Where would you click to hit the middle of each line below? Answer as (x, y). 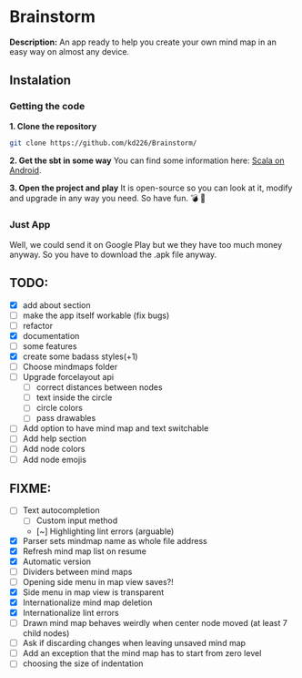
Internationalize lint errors (71, 612)
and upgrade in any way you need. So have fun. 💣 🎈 (108, 198)
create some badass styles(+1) (80, 356)
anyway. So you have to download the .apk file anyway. (113, 254)
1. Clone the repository (53, 126)
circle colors (60, 408)
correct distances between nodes (99, 387)
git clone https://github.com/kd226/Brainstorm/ (103, 143)
